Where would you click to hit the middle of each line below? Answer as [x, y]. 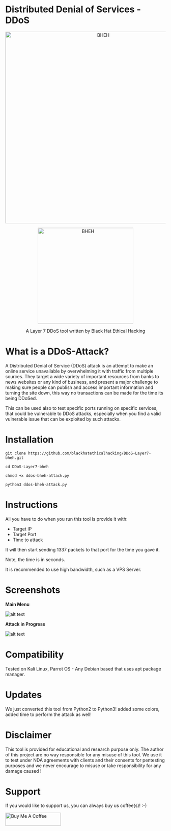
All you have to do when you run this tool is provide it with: [67, 519]
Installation [30, 440]
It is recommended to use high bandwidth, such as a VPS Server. [73, 569]
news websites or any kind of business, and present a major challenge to [82, 382]
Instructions [32, 505]
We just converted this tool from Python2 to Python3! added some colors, [82, 709]
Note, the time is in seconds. [35, 559]
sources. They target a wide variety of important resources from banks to [82, 376]
